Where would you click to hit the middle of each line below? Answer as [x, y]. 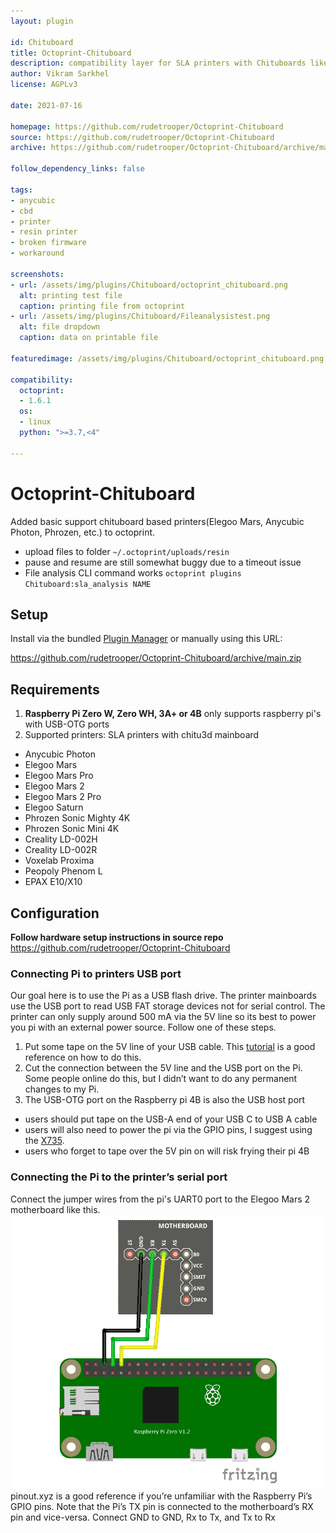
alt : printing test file [71, 295]
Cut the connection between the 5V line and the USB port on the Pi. [163, 1068]
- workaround [37, 253]
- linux [35, 422]
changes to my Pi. [62, 1089]
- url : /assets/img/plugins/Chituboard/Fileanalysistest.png [140, 316]
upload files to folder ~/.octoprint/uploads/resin [127, 551]
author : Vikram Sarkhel [60, 74]
